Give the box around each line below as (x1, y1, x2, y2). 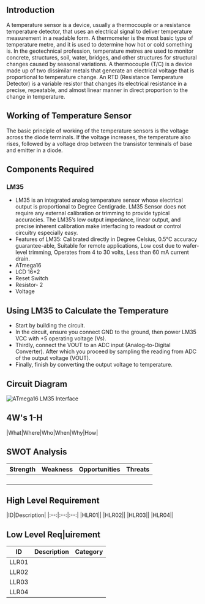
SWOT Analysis (6, 447, 67, 457)
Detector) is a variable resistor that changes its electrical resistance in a (6, 80, 187, 87)
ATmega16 (15, 262, 42, 269)
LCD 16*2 (15, 268, 40, 275)
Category (75, 548, 103, 556)
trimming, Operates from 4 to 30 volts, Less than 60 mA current (28, 248, 190, 256)
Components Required (6, 164, 94, 175)
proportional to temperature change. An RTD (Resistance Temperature (6, 73, 184, 80)
